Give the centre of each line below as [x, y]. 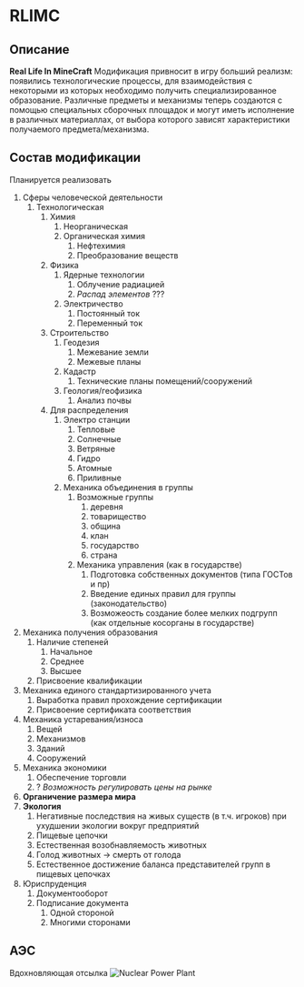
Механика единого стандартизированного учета [117, 690]
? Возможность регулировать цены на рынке [124, 787]
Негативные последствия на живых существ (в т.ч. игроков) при [162, 816]
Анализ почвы [104, 400]
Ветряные [96, 448]
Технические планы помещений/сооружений [164, 381]
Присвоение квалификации [89, 680]
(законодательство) [129, 603]
